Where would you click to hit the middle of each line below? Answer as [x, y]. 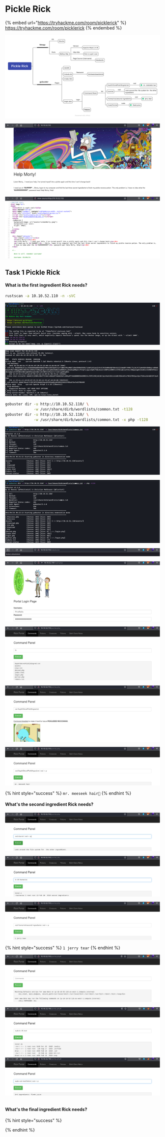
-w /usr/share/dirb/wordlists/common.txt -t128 [83, 409]
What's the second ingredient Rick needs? [49, 804]
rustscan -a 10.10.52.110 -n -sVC [41, 296]
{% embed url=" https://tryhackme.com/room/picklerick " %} [66, 23]
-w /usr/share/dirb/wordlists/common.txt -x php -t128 [91, 420]
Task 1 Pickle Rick [33, 273]
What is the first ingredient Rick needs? [46, 285]
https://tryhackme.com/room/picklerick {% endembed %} [64, 28]
